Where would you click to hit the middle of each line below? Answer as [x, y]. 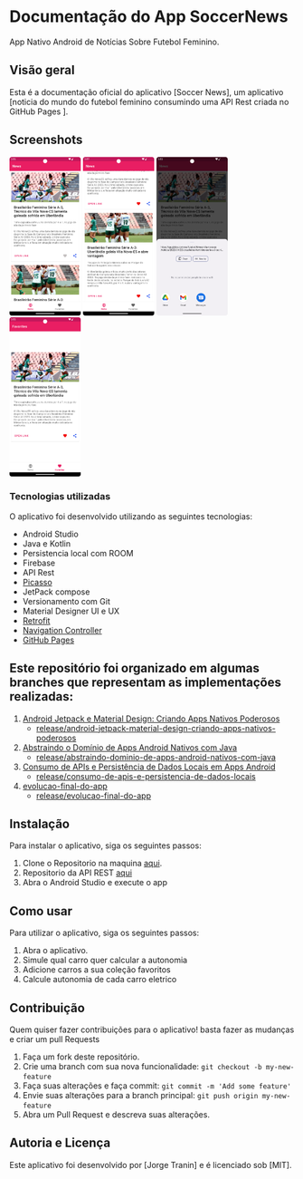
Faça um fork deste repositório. [81, 1057]
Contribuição [47, 1008]
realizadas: [42, 696]
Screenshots [46, 140]
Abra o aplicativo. [55, 951]
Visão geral [42, 70]
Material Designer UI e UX [71, 611]
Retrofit [36, 620]
